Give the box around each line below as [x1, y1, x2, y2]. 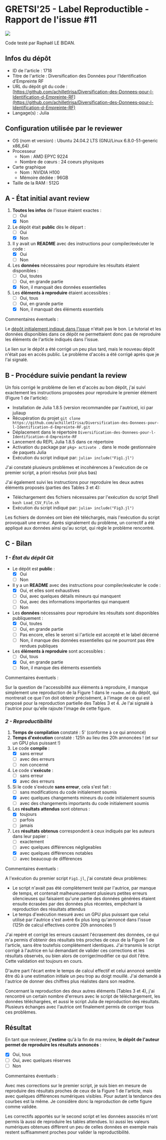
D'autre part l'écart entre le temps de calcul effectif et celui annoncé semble [5, 967, 161, 974]
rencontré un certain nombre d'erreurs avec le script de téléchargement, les [5, 993, 161, 999]
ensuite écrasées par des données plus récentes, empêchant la [12, 901, 142, 907]
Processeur [12, 148, 36, 154]
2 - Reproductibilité [5, 718, 53, 725]
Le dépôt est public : [12, 566, 55, 571]
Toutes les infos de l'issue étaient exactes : [12, 208, 102, 214]
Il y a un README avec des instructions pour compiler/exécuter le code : [12, 582, 161, 588]
